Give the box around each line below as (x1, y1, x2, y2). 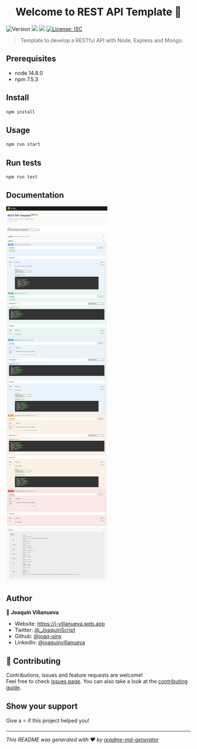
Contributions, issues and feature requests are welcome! (6, 672, 143, 679)
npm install (6, 109, 35, 115)
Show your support (6, 701, 78, 711)
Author (6, 593, 32, 603)
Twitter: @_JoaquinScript (14, 626, 76, 633)
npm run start (6, 141, 41, 147)
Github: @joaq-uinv (14, 633, 62, 640)
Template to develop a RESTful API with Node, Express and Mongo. (20, 36, 184, 43)
